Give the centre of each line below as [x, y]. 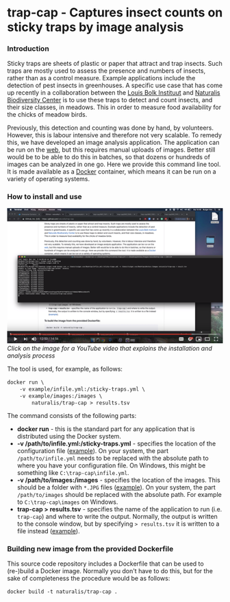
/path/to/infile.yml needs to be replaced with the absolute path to [113, 458]
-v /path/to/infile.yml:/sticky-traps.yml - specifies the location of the [116, 443]
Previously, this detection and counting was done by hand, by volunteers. [111, 128]
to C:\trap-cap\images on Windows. [67, 502]
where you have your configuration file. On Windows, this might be [111, 465]
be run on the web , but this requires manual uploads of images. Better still [111, 150]
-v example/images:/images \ [61, 396]
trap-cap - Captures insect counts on [115, 13]
